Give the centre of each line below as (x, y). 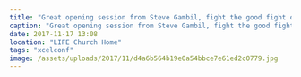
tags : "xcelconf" (42, 50)
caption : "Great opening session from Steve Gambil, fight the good (140, 26)
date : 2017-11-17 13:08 (54, 34)
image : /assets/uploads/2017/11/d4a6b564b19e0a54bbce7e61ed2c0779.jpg (144, 58)
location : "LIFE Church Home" (66, 42)
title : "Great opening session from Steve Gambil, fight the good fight (148, 17)
